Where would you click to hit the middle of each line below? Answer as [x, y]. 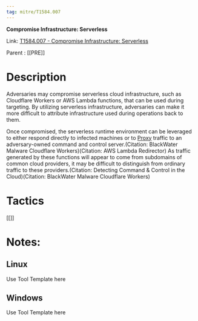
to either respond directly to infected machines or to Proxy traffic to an [94, 137]
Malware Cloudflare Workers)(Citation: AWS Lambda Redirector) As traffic [98, 151]
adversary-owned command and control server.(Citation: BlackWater [92, 144]
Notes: [24, 242]
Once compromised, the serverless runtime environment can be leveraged [99, 131]
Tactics [25, 201]
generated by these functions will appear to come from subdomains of [94, 157]
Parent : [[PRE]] [26, 53]
